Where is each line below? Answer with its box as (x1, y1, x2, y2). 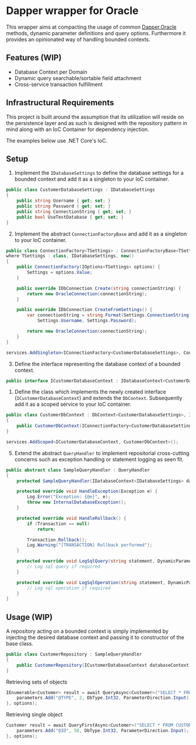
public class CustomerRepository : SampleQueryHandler (6, 651, 142, 657)
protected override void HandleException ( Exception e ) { (16, 488, 158, 495)
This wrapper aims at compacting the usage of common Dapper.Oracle (6, 23, 177, 30)
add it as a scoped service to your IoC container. (14, 401, 132, 408)
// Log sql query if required (27, 564, 100, 570)
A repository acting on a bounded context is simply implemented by (6, 627, 169, 635)
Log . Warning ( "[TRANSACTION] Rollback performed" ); (27, 542, 153, 548)
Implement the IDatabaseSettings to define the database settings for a (14, 170, 184, 177)
